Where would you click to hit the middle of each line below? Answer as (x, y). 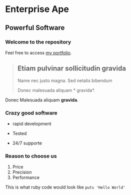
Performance (26, 177)
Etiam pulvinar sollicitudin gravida (72, 68)
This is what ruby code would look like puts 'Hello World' (65, 187)
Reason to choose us (31, 156)
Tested (19, 133)
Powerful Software (35, 28)
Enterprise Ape (37, 9)
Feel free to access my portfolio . (38, 52)
